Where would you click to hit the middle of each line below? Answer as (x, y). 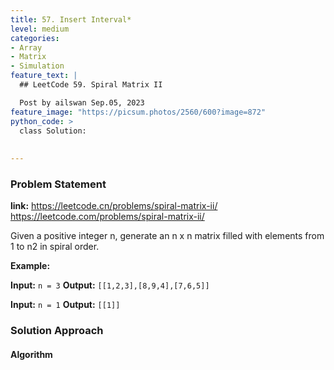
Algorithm (31, 354)
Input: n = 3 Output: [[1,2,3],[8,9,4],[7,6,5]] (110, 285)
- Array (26, 47)
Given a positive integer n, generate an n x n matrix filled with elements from (167, 236)
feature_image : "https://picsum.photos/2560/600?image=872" (138, 112)
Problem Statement (58, 184)
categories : (35, 38)
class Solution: (53, 131)
